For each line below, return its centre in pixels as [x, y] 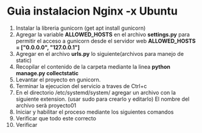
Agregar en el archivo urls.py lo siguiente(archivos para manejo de [100, 53]
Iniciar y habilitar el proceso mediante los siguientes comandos [95, 112]
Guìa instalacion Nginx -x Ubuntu [92, 11]
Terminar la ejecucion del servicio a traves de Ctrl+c [81, 86]
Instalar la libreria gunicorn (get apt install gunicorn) [81, 28]
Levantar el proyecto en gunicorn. [58, 80]
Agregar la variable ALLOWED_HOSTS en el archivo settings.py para [103, 34]
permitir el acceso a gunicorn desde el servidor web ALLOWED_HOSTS [106, 41]
